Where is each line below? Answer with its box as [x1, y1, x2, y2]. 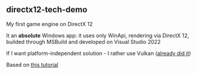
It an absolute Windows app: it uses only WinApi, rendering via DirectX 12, [6, 32, 189, 39]
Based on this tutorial [6, 61, 59, 68]
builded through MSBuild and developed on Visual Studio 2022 [6, 38, 161, 45]
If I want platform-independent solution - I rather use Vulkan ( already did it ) [6, 50, 191, 57]
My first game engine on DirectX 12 [6, 20, 93, 27]
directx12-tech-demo [6, 5, 88, 15]
